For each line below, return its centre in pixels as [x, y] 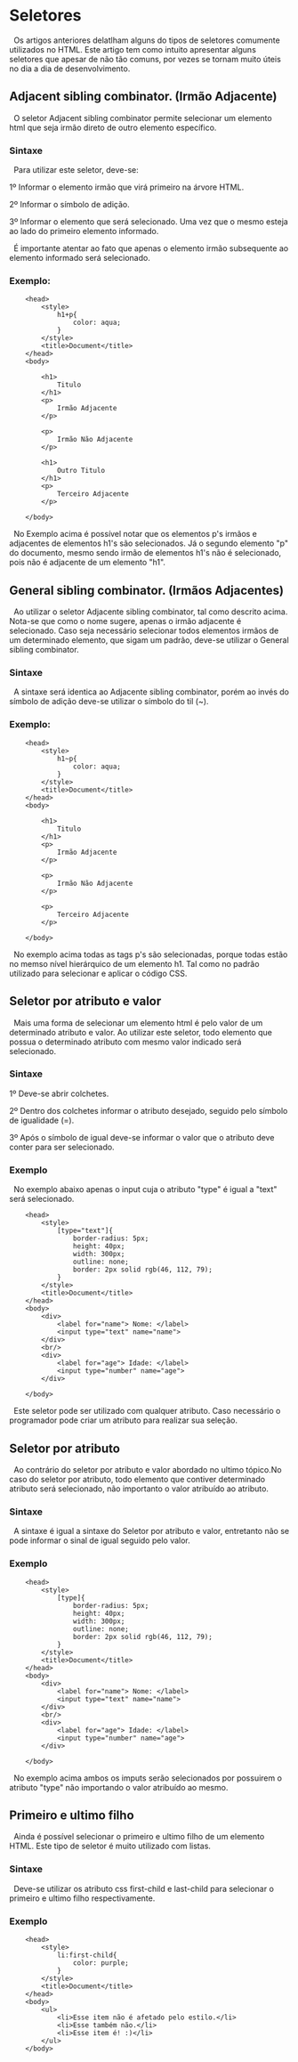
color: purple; [101, 1963]
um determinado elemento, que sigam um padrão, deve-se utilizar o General [149, 640]
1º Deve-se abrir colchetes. [59, 1093]
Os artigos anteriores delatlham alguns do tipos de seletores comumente [146, 40]
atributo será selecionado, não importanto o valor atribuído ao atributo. [139, 1489]
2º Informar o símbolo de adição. [70, 205]
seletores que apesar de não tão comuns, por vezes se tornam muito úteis [145, 59]
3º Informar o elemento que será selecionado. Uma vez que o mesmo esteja [149, 222]
